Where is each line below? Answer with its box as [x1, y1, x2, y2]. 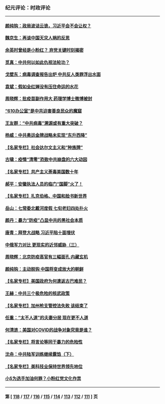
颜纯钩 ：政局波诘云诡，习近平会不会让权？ [5, 23, 91, 29]
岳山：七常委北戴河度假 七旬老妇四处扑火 [5, 205, 88, 211]
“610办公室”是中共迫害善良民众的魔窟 [5, 108, 82, 114]
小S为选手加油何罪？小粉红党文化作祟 [5, 375, 82, 381]
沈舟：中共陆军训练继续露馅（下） [5, 351, 74, 357]
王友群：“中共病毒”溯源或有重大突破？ [5, 120, 83, 126]
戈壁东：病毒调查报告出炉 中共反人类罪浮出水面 [5, 71, 101, 77]
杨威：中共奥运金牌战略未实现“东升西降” [5, 132, 87, 138]
